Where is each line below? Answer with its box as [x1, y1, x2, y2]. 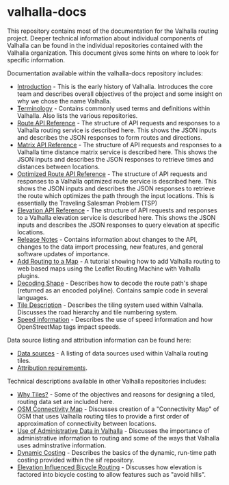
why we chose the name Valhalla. [16, 97, 111, 105]
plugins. [16, 271, 40, 279]
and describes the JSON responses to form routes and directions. [16, 133, 203, 141]
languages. [16, 293, 49, 301]
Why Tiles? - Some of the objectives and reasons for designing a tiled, [16, 390, 215, 398]
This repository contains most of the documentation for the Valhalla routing [7, 27, 219, 35]
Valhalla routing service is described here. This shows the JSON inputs [16, 126, 217, 134]
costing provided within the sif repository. [16, 456, 135, 464]
